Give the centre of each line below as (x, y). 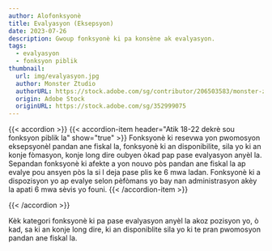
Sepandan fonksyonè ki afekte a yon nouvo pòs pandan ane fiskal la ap (127, 164)
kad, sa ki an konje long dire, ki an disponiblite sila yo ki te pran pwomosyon (135, 230)
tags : (17, 46)
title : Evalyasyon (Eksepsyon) (61, 23)
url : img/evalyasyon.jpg (57, 76)
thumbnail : (27, 69)
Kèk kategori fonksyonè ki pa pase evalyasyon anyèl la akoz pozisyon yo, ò (134, 221)
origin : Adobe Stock (50, 99)
